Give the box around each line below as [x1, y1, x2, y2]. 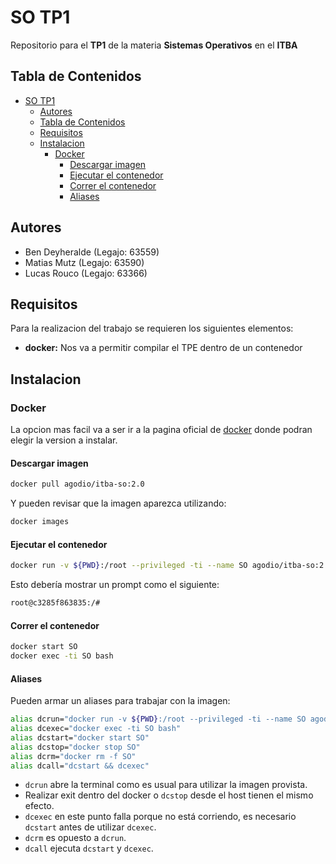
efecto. [24, 800, 55, 812]
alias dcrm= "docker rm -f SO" [10, 751, 137, 761]
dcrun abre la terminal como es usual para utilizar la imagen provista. [24, 779, 308, 791]
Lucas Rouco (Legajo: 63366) [24, 267, 148, 279]
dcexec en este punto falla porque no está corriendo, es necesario [24, 811, 297, 823]
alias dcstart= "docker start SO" [10, 732, 150, 743]
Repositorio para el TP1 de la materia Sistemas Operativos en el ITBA [10, 39, 298, 51]
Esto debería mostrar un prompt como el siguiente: [10, 579, 220, 591]
